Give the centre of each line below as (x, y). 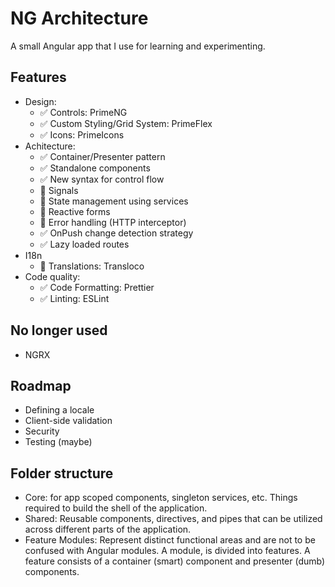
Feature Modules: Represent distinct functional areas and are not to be (170, 540)
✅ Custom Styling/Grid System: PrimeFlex (126, 123)
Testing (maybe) (58, 442)
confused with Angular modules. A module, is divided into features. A (167, 551)
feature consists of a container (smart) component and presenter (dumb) (175, 561)
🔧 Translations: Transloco (92, 266)
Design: (40, 101)
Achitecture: (50, 146)
